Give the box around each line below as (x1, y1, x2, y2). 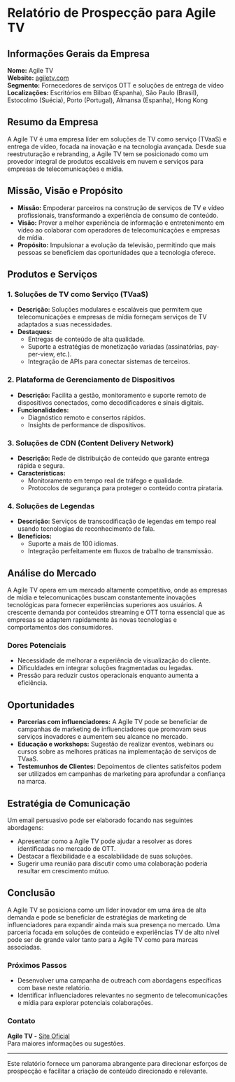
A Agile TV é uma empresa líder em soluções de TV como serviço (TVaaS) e (7, 134, 227, 143)
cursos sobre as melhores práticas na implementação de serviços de (17, 747, 217, 756)
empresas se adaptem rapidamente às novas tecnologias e (7, 616, 177, 624)
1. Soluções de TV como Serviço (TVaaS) (7, 289, 149, 299)
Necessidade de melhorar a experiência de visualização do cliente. (17, 656, 211, 665)
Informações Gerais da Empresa (7, 48, 150, 60)
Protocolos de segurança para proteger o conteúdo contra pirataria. (27, 483, 224, 492)
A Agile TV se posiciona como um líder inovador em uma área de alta (7, 906, 206, 914)
